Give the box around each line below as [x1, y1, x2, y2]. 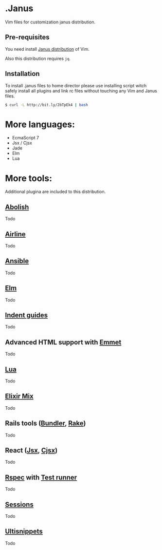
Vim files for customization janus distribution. [5, 19, 96, 25]
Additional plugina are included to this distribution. [5, 189, 106, 195]
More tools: [5, 172, 53, 184]
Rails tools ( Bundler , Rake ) [5, 419, 86, 428]
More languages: [5, 119, 75, 130]
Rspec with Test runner [5, 473, 77, 481]
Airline [5, 230, 26, 238]
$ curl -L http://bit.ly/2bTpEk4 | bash [5, 102, 89, 107]
